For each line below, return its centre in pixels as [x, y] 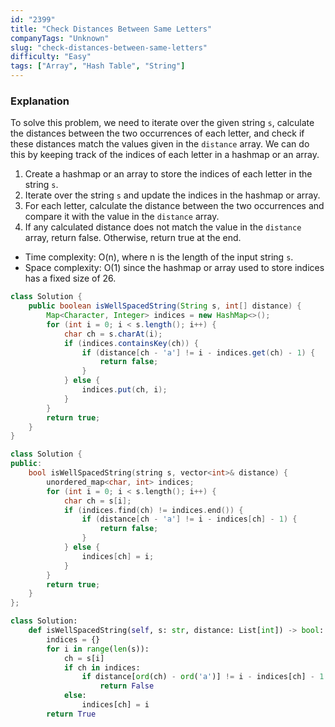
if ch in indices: [102, 667]
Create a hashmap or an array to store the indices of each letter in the [168, 174]
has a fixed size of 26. [70, 278]
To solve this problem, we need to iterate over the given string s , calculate [162, 123]
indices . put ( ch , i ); [124, 390]
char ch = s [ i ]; [97, 501]
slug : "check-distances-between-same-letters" [109, 47]
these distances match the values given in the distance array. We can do [160, 144]
